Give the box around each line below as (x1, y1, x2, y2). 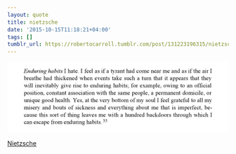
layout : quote (7, 11, 49, 18)
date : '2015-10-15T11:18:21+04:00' (7, 26, 112, 33)
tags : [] (7, 34, 33, 41)
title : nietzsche (7, 18, 58, 26)
